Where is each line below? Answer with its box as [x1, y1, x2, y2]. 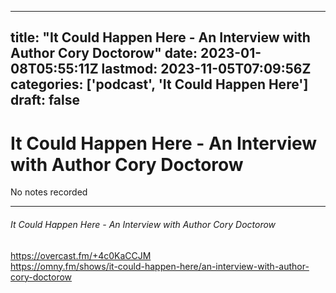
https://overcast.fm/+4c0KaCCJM [10, 249, 152, 261]
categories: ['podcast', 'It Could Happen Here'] [10, 76, 309, 93]
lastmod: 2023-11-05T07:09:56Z [101, 61, 312, 78]
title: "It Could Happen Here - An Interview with [10, 29, 311, 46]
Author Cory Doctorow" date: [10, 45, 198, 62]
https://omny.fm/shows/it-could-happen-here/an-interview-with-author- [10, 260, 310, 272]
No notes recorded [10, 186, 88, 198]
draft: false [10, 92, 80, 109]
